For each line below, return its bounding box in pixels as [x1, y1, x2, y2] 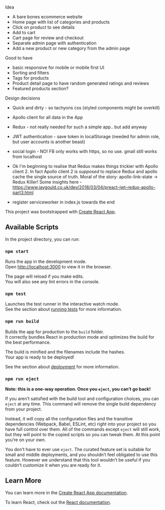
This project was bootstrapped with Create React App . [5, 209, 116, 214]
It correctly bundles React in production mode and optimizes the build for [5, 334, 155, 340]
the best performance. [5, 339, 51, 345]
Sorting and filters [12, 70, 50, 76]
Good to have [5, 55, 33, 61]
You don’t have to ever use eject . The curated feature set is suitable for [5, 447, 151, 452]
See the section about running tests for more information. [5, 306, 122, 312]
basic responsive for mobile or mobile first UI [12, 64, 105, 70]
